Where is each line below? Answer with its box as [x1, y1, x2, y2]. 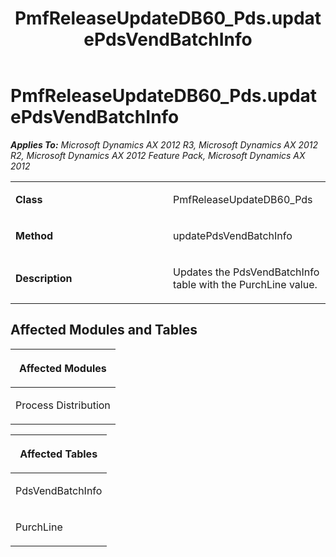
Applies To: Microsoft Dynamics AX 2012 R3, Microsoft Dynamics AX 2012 [10, 138, 319, 151]
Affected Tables [19, 447, 98, 461]
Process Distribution [15, 398, 111, 412]
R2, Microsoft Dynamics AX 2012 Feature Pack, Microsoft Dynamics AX [10, 149, 306, 161]
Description [15, 271, 73, 285]
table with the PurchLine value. [173, 277, 318, 291]
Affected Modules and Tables [10, 322, 198, 339]
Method [15, 228, 54, 242]
